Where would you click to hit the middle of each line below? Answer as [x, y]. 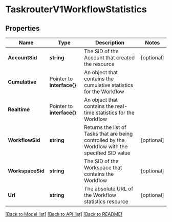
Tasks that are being [108, 134]
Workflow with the [106, 147]
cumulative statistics [109, 85]
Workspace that [103, 168]
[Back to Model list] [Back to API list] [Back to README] [64, 214]
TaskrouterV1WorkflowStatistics [76, 9]
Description [110, 43]
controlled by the [104, 140]
